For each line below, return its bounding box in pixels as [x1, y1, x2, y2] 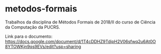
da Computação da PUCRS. [5, 24, 60, 30]
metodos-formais [5, 3, 78, 14]
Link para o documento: [5, 33, 52, 39]
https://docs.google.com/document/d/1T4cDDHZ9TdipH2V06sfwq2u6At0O [5, 38, 156, 44]
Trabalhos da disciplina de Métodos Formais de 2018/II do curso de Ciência [5, 19, 156, 25]
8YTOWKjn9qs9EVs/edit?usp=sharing [5, 43, 81, 49]
